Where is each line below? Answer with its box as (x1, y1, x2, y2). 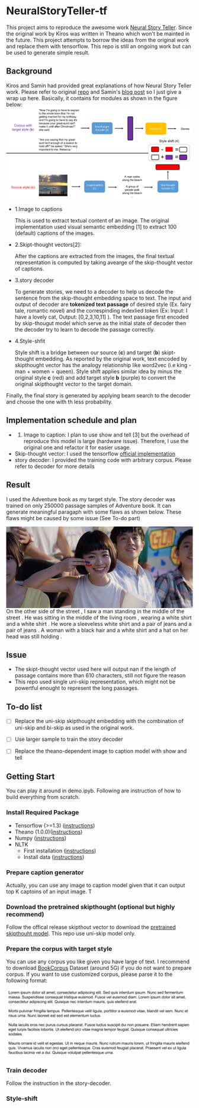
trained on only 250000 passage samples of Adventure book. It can (6, 502, 172, 509)
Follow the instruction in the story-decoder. (6, 1080, 111, 1087)
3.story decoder (14, 277, 54, 284)
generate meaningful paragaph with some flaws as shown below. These (6, 508, 182, 515)
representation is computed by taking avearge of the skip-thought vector (14, 259, 193, 266)
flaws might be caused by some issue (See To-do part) (6, 514, 140, 521)
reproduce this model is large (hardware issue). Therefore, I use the (23, 437, 189, 444)
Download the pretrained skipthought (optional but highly (6, 903, 175, 911)
